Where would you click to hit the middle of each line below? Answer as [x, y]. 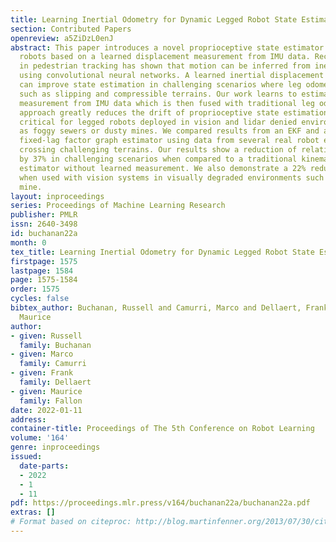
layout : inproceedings [57, 196]
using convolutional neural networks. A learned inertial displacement [172, 76]
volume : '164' [40, 438]
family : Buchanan [55, 345]
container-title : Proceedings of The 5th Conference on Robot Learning [162, 429]
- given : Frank [42, 373]
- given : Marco [42, 354]
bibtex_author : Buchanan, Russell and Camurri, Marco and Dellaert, [156, 308]
